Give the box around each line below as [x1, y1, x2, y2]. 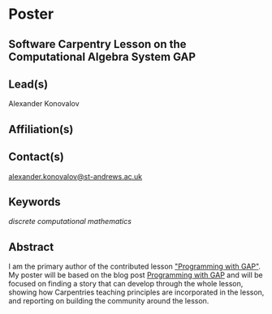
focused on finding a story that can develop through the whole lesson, [8, 279, 244, 289]
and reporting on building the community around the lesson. [8, 296, 209, 306]
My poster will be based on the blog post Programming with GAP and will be [8, 270, 263, 280]
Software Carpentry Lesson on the [8, 37, 187, 51]
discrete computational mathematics [8, 217, 132, 226]
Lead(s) [8, 77, 49, 91]
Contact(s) [8, 150, 65, 164]
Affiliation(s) [8, 123, 74, 136]
